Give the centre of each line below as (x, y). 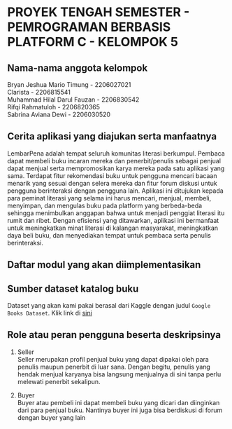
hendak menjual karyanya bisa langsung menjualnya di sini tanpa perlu (119, 374)
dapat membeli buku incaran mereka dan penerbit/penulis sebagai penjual (114, 161)
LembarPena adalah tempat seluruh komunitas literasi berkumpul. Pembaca (116, 153)
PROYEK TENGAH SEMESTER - (99, 12)
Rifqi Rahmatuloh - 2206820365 (53, 107)
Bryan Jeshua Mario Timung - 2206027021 (69, 84)
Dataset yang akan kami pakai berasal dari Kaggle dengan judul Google (109, 306)
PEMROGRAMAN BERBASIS (89, 27)
